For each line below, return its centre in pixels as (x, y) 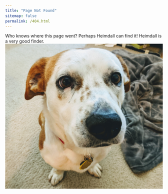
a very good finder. (25, 41)
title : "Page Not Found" (31, 10)
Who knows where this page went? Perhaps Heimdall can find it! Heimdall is (83, 36)
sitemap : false (21, 16)
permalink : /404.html (28, 21)
